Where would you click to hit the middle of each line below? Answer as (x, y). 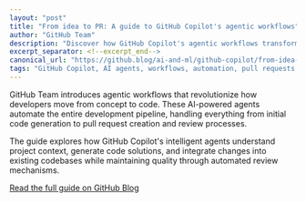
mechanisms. (35, 170)
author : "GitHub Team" (52, 35)
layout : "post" (38, 18)
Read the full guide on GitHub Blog (74, 187)
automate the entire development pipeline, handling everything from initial (148, 114)
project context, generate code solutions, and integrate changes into (138, 150)
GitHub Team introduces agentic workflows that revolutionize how (133, 94)
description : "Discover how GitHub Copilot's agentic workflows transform (154, 43)
